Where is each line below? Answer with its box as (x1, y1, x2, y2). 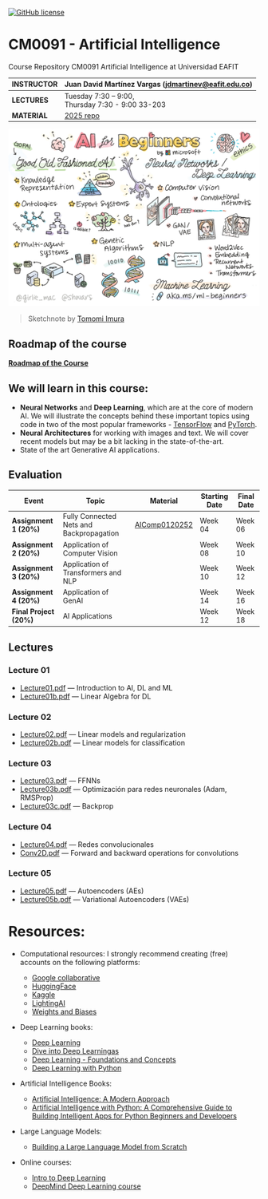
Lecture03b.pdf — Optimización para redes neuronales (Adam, (19, 785, 227, 794)
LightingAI (31, 998, 66, 1007)
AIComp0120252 (134, 520, 194, 530)
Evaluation (8, 468, 62, 482)
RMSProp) (19, 793, 54, 802)
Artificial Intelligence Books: (19, 1078, 112, 1088)
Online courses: (19, 1157, 72, 1167)
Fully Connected (62, 512, 117, 521)
